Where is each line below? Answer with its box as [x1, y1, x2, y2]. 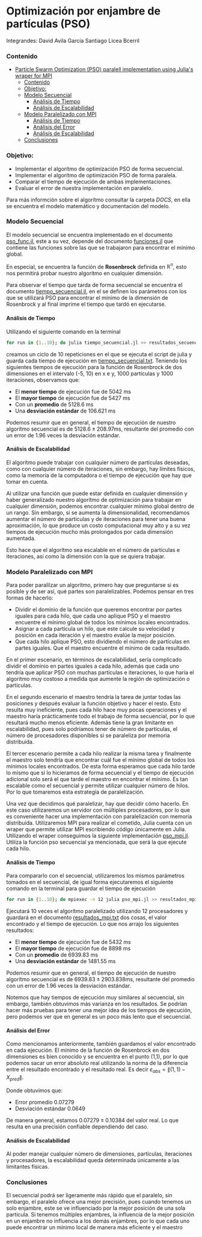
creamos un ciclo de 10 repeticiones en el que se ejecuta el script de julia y [6, 350, 192, 358]
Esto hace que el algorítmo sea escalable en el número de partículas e [6, 546, 180, 553]
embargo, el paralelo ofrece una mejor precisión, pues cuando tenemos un [6, 1198, 191, 1206]
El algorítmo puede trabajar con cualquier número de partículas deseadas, [6, 458, 191, 466]
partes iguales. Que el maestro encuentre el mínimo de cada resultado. [14, 644, 191, 652]
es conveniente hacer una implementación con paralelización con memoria [6, 813, 192, 820]
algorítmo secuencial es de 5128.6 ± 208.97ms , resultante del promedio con [6, 425, 194, 432]
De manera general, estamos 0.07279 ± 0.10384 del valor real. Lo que [6, 1116, 179, 1124]
